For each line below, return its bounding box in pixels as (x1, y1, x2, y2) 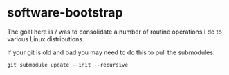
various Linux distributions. (7, 34, 84, 43)
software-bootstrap (7, 5, 123, 21)
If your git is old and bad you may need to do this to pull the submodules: (7, 48, 215, 56)
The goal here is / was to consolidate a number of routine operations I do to (7, 28, 223, 36)
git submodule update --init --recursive (7, 61, 129, 68)
